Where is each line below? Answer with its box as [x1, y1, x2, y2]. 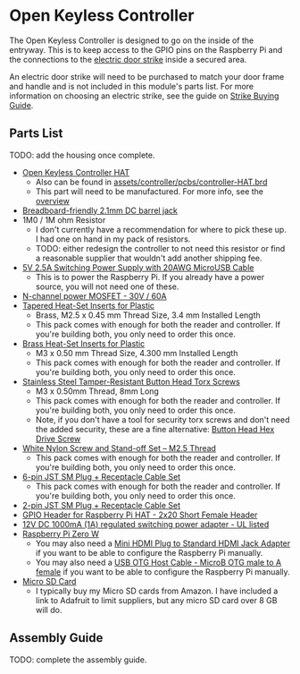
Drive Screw [35, 433, 81, 444]
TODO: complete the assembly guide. [9, 654, 147, 665]
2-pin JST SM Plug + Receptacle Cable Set [21, 499, 181, 510]
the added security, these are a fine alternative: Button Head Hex [35, 423, 275, 434]
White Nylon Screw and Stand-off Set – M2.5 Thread [21, 442, 217, 453]
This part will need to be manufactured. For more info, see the [35, 185, 264, 197]
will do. [35, 604, 62, 615]
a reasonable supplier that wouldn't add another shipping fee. [35, 252, 262, 263]
